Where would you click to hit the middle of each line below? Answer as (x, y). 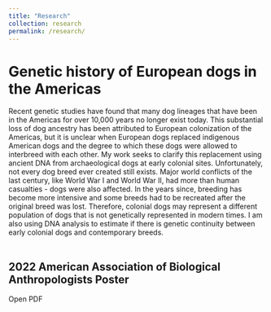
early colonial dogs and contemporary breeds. (86, 232)
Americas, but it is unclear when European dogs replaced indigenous (124, 137)
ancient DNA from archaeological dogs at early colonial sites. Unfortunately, (135, 163)
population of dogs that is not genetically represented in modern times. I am (135, 215)
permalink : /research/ (47, 31)
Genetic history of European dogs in (133, 71)
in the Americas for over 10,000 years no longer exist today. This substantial (136, 120)
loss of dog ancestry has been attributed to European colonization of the (130, 129)
